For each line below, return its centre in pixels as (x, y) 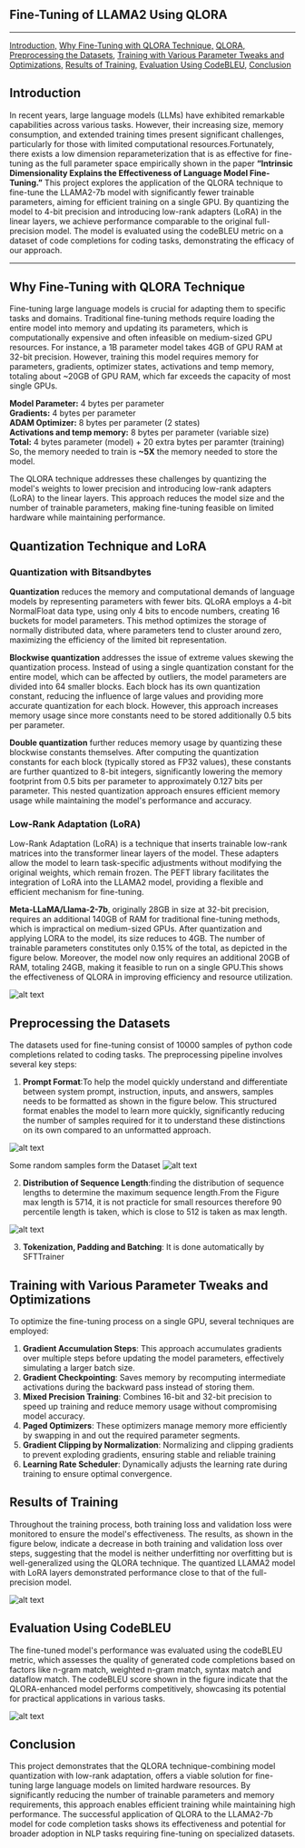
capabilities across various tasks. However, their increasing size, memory (147, 124)
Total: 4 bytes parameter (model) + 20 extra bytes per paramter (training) (147, 442)
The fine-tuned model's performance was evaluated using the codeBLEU (146, 1650)
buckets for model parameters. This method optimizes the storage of (138, 621)
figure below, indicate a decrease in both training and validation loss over (146, 1543)
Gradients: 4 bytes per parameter (73, 413)
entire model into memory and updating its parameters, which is (129, 328)
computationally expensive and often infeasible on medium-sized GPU (141, 338)
